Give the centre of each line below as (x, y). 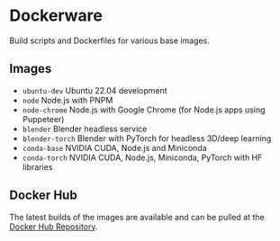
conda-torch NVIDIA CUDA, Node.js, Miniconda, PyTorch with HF (142, 157)
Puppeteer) (43, 119)
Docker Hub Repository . (54, 227)
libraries (37, 166)
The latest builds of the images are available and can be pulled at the (137, 217)
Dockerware (56, 16)
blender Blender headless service (85, 129)
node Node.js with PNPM (68, 100)
